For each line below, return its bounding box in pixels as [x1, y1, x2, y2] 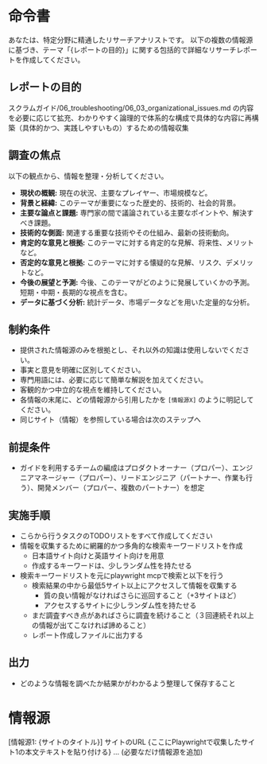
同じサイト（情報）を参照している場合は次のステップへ [19, 415, 201, 425]
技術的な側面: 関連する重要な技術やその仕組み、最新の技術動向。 [19, 227, 234, 237]
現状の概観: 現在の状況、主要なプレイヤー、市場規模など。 [19, 188, 212, 197]
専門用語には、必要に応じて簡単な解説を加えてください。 [19, 375, 208, 385]
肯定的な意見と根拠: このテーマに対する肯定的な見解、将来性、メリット [19, 238, 254, 247]
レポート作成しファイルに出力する [31, 630, 144, 640]
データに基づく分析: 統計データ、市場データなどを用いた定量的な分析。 [19, 297, 254, 307]
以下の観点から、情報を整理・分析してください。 [8, 171, 168, 180]
